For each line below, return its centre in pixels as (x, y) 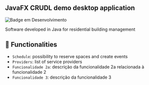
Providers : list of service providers (47, 62)
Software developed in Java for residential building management (70, 29)
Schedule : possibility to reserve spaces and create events (70, 56)
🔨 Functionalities (31, 45)
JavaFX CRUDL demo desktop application (70, 8)
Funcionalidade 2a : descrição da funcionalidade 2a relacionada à (78, 67)
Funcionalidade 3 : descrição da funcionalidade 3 (62, 77)
